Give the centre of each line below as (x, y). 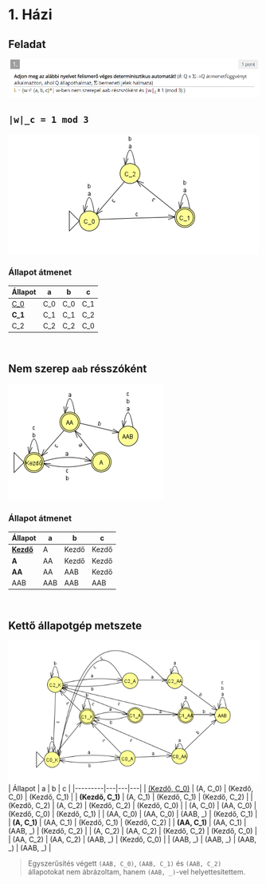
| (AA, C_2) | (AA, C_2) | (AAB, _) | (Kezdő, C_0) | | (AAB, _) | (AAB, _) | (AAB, (133, 839)
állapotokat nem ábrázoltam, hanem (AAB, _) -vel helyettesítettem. (136, 872)
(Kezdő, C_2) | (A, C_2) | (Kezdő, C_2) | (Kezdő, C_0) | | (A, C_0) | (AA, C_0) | (133, 806)
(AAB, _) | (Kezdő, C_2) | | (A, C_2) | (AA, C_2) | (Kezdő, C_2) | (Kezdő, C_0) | (133, 831)
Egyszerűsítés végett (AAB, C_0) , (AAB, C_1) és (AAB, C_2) (124, 863)
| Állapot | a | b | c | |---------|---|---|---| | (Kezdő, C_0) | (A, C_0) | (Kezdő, (131, 789)
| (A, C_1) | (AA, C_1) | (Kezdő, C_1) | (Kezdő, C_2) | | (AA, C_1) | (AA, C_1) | (127, 823)
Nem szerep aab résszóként (78, 369)
